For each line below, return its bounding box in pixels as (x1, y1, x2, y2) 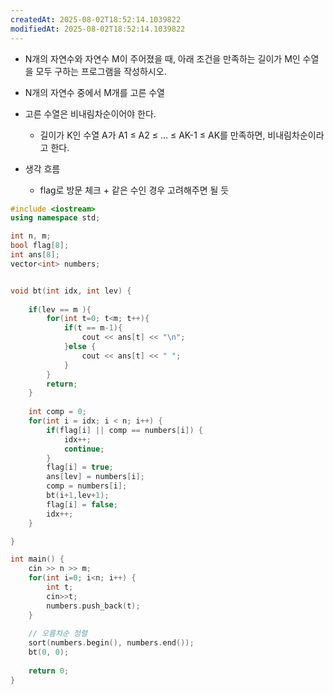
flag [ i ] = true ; (46, 462, 114, 473)
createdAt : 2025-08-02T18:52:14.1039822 (10, 14, 182, 25)
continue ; (63, 444, 105, 454)
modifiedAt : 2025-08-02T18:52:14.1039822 (10, 24, 186, 34)
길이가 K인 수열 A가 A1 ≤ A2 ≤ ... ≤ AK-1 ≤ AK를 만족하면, (39, 129, 266, 141)
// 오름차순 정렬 (28, 629, 88, 639)
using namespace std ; (10, 213, 101, 223)
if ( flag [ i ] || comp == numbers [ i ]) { (46, 425, 204, 435)
